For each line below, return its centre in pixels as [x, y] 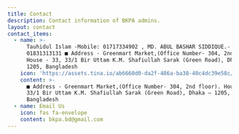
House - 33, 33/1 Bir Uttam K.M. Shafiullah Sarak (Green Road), [125, 60]
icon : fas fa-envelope [54, 113]
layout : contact [31, 27]
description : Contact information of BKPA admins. [84, 21]
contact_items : [30, 34]
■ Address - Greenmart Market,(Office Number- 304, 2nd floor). [123, 86]
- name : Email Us [39, 106]
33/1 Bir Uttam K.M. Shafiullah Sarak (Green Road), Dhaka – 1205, [128, 93]
